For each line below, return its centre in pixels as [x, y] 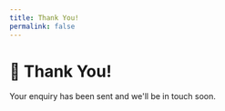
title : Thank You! [44, 18]
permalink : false [42, 26]
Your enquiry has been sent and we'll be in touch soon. [112, 96]
